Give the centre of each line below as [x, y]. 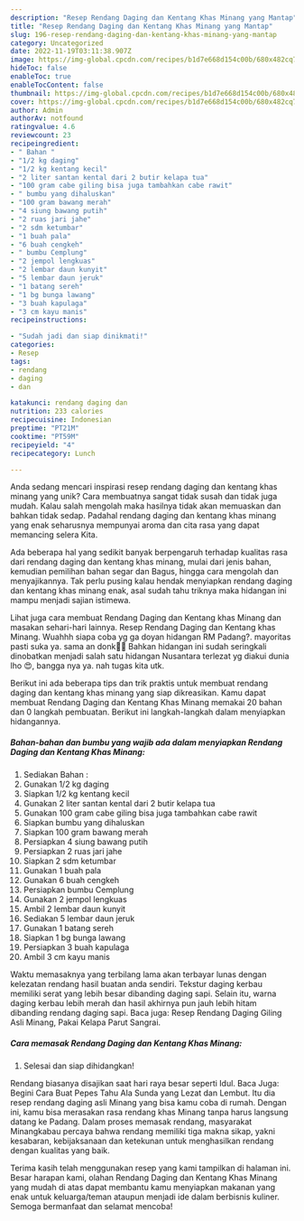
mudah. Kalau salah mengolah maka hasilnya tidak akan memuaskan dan [146, 506]
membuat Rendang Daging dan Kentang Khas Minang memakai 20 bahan [146, 703]
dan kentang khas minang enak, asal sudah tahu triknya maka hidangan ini [148, 591]
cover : [23, 102]
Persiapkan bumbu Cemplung [78, 890]
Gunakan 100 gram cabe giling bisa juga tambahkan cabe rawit [140, 813]
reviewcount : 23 [41, 135]
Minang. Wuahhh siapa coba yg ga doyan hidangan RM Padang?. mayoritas [151, 637]
